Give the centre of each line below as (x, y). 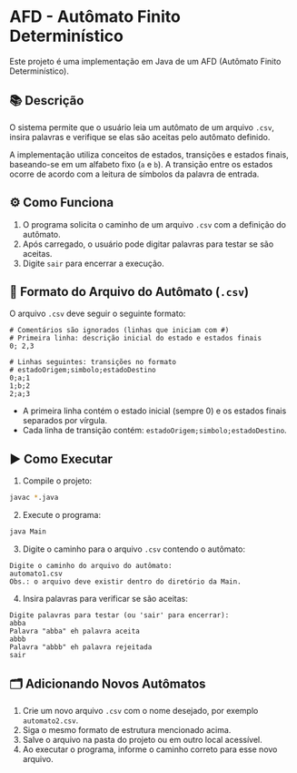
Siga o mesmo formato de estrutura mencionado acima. (127, 729)
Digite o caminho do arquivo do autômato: (91, 565)
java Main (28, 532)
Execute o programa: (62, 515)
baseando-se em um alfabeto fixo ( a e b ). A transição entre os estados (141, 164)
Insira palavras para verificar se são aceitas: (105, 598)
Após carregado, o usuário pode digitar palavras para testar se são (148, 244)
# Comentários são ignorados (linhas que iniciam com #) (119, 331)
